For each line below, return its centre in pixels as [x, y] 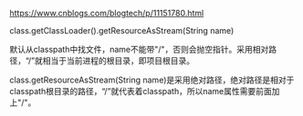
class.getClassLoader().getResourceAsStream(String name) [122, 30]
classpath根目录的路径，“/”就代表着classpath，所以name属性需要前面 [141, 91]
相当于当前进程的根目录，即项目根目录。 [119, 61]
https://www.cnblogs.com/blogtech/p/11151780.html [107, 13]
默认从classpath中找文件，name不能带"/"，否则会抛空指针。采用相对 [139, 49]
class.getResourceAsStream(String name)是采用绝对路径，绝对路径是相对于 [152, 80]
